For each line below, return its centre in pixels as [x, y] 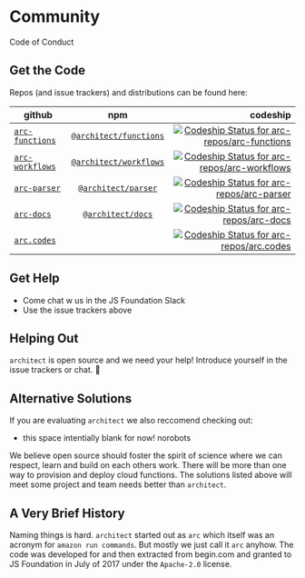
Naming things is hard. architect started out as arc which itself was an [142, 535]
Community [55, 17]
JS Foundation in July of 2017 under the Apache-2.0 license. [121, 564]
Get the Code [48, 70]
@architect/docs [118, 214]
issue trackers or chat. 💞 [55, 370]
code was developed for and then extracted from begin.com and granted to [151, 554]
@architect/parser [118, 188]
